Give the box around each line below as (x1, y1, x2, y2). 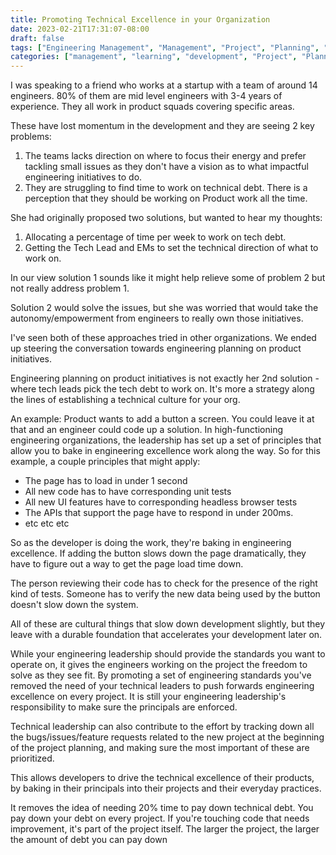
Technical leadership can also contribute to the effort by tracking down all (10, 721, 315, 733)
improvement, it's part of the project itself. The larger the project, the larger (10, 823, 320, 835)
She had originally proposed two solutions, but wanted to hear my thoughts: (10, 212, 323, 224)
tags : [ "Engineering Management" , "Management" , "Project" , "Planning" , (10, 42, 320, 53)
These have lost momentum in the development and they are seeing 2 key (10, 120, 315, 132)
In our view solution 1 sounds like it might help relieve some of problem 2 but (10, 272, 326, 284)
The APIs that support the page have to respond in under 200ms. (24, 507, 294, 519)
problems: (10, 131, 52, 143)
